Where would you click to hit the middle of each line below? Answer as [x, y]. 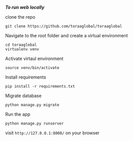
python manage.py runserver [35, 123]
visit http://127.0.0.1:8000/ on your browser [52, 133]
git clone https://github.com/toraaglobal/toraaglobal [64, 26]
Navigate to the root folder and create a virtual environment [66, 36]
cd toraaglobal [21, 45]
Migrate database [23, 96]
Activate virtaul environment [34, 58]
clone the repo [20, 17]
